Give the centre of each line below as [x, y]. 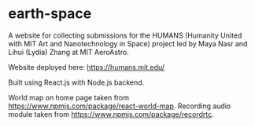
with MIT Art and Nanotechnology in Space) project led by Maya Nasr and [128, 43]
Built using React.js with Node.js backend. [76, 82]
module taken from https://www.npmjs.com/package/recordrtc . [111, 114]
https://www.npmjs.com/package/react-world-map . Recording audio [120, 106]
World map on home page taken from [69, 97]
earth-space [50, 14]
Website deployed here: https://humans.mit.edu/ [87, 67]
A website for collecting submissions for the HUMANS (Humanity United [125, 35]
